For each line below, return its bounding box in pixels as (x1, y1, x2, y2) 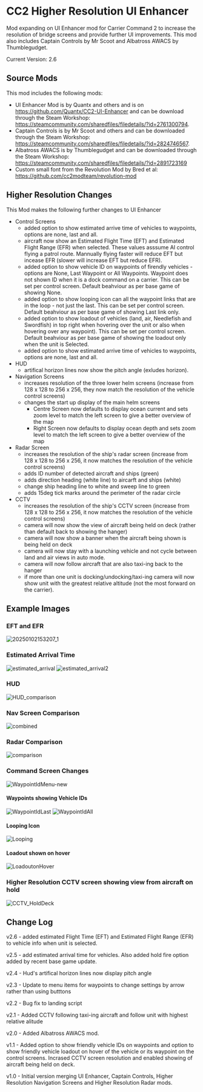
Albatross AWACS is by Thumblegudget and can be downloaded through (15, 146, 197, 153)
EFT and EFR (6, 621, 44, 630)
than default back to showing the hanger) (24, 528, 128, 535)
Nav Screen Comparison (6, 708, 80, 717)
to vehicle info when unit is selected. (6, 939, 98, 947)
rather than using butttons (6, 988, 72, 995)
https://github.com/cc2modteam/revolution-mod (15, 172, 137, 179)
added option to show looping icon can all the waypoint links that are (24, 295, 196, 302)
